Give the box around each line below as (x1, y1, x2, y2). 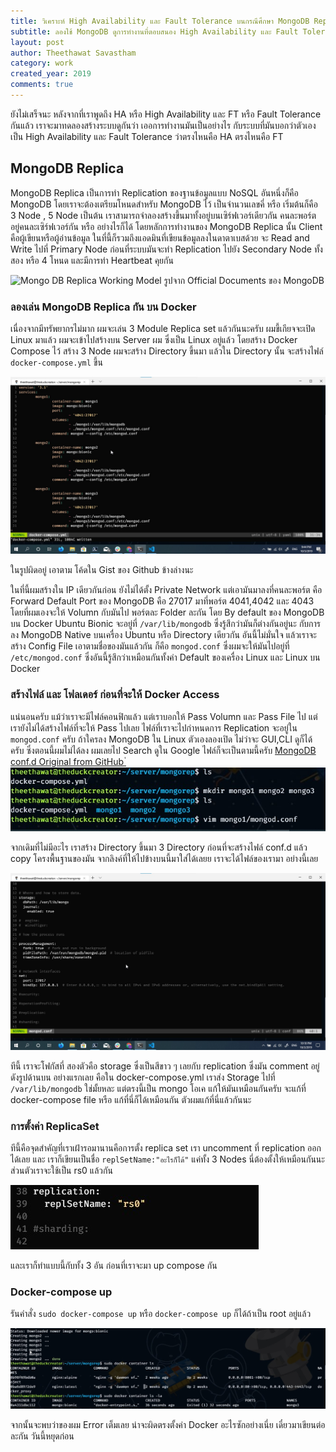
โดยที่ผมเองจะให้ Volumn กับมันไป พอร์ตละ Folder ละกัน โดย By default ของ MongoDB (10, 606, 325, 619)
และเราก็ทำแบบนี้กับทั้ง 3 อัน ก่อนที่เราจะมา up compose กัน (10, 1260, 218, 1272)
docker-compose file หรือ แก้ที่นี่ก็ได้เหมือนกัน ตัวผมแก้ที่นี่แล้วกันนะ (10, 1093, 252, 1105)
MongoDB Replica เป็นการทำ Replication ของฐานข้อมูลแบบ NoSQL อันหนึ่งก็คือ (10, 186, 299, 199)
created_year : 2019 (10, 69, 92, 79)
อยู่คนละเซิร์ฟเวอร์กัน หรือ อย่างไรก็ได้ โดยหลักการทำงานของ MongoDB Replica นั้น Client (10, 220, 323, 232)
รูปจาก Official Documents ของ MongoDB (163, 274, 325, 286)
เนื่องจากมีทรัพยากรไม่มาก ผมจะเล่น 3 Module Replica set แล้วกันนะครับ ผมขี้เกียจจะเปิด (10, 322, 316, 334)
